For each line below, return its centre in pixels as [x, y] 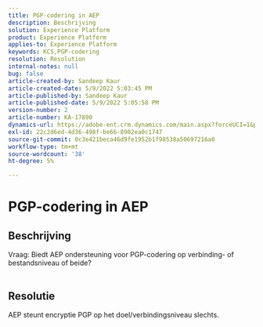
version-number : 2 [38, 111]
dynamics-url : [31, 125]
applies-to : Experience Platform [63, 45]
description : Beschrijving [52, 23]
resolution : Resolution [47, 60]
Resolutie [32, 296]
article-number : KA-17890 [50, 118]
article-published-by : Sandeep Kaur [68, 96]
